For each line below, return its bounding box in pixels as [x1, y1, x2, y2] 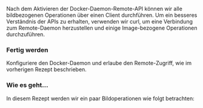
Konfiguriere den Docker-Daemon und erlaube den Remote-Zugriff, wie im [6, 60, 192, 67]
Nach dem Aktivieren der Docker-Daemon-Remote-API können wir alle [6, 5, 183, 12]
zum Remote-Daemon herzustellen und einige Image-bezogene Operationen [6, 24, 198, 31]
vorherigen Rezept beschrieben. [6, 66, 87, 73]
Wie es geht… [6, 81, 48, 89]
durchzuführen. [6, 31, 45, 38]
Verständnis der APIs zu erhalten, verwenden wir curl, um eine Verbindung [6, 18, 193, 25]
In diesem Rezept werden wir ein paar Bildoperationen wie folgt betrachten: [6, 95, 195, 102]
